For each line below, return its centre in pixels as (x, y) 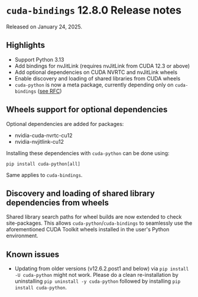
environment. (22, 236)
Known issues (33, 254)
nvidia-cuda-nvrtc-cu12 (43, 135)
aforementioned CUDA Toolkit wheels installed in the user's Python (88, 230)
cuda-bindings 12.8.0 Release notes (94, 10)
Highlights (26, 45)
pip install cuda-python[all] (43, 164)
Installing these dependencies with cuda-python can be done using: (88, 153)
